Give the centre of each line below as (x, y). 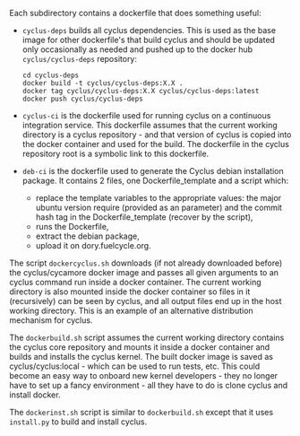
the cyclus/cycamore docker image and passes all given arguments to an (144, 272)
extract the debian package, (88, 236)
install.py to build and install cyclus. (78, 422)
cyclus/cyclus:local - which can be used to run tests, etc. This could (135, 366)
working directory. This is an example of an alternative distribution (131, 310)
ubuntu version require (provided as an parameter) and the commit (159, 207)
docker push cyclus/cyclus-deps (82, 99)
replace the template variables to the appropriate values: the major (159, 198)
